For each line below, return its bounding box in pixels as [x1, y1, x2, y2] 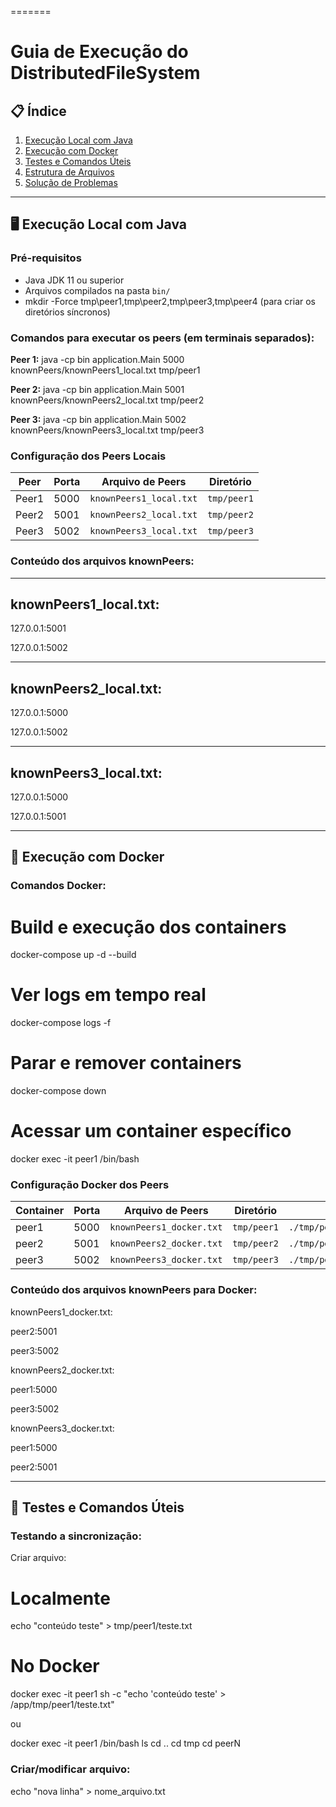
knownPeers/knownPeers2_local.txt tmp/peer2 [10, 394, 205, 406]
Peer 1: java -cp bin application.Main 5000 [10, 353, 185, 365]
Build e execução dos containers [10, 916, 287, 938]
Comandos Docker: [10, 879, 107, 893]
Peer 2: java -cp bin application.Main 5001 [10, 383, 185, 395]
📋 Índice [10, 102, 67, 120]
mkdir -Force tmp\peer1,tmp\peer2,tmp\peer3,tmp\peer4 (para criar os [24, 295, 316, 307]
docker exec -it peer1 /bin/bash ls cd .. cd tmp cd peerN [10, 1737, 242, 1750]
